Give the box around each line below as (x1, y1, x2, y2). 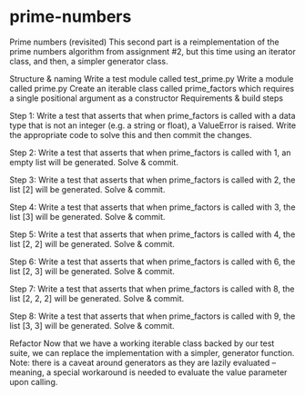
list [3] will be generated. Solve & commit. (9, 211, 166, 222)
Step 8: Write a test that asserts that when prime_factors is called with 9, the (9, 311, 296, 322)
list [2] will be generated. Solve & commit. (9, 183, 166, 194)
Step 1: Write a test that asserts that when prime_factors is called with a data (9, 110, 296, 121)
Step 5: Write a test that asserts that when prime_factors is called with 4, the (9, 229, 296, 240)
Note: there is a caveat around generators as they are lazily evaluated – (9, 357, 276, 368)
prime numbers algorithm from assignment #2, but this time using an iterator (9, 45, 296, 56)
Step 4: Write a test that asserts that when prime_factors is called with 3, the (9, 202, 296, 213)
